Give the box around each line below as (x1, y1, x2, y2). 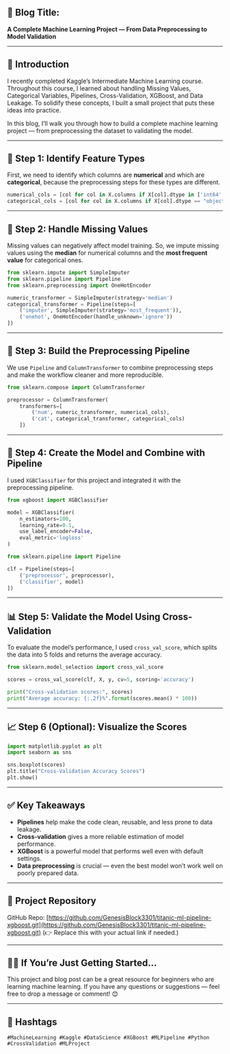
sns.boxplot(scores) (7, 761, 66, 768)
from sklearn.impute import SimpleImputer (7, 269, 130, 276)
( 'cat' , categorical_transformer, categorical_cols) (31, 415, 186, 422)
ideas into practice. (7, 106, 62, 114)
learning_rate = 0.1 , (19, 522, 75, 528)
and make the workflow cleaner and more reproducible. (7, 371, 164, 379)
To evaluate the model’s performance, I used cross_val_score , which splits (7, 644, 218, 652)
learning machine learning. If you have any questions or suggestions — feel (7, 983, 220, 991)
